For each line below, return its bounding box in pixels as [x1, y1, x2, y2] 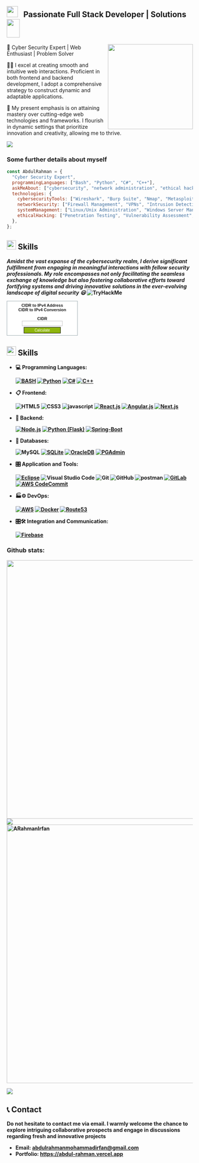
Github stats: [6, 546, 45, 554]
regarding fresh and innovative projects [6, 1133, 106, 1140]
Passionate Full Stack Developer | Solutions [23, 9, 187, 20]
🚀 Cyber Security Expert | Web [6, 44, 81, 51]
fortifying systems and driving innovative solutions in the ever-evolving [6, 282, 187, 290]
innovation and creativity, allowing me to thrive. [6, 129, 122, 137]
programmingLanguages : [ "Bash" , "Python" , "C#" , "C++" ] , [12, 180, 155, 186]
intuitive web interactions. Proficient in [6, 67, 100, 74]
